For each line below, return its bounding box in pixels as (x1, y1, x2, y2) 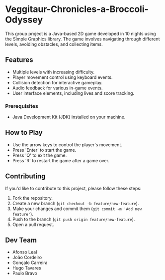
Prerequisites (5, 102, 38, 109)
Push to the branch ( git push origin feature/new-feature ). (12, 216, 135, 222)
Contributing (5, 172, 46, 181)
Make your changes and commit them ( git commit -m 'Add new (12, 206, 142, 212)
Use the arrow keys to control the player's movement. (12, 141, 123, 148)
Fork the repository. (12, 195, 53, 201)
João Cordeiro (12, 255, 42, 261)
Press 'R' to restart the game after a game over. (12, 157, 109, 163)
